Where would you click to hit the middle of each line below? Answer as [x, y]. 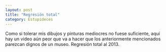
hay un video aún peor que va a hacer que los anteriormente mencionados [83, 39]
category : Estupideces [29, 19]
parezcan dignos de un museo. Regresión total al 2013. [63, 44]
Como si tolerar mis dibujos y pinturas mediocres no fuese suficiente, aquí [83, 34]
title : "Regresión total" [32, 15]
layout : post [19, 10]
